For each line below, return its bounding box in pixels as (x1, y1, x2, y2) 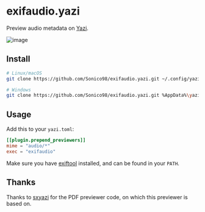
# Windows (6, 87, 32, 93)
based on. (6, 200, 32, 207)
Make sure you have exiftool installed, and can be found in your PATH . (6, 160, 180, 167)
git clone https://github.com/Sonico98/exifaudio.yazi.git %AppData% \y (6, 93, 192, 99)
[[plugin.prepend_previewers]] (6, 137, 86, 144)
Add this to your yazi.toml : (6, 125, 74, 133)
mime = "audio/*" (6, 143, 51, 149)
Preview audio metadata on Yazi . (6, 24, 88, 32)
